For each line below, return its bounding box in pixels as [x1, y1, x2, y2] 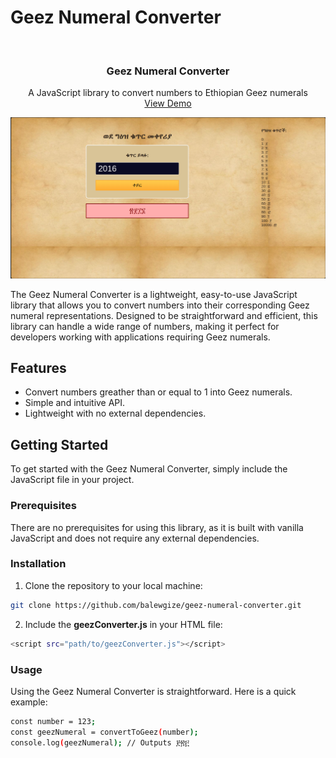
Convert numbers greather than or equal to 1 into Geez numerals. [24, 386, 293, 398]
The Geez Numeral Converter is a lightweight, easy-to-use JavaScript [10, 288, 298, 300]
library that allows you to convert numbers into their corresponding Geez [10, 299, 310, 311]
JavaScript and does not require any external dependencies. [10, 532, 260, 544]
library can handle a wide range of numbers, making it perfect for [10, 320, 280, 332]
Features [10, 360, 67, 377]
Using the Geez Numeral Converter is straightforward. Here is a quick [10, 685, 297, 697]
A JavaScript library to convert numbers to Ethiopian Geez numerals [28, 87, 308, 99]
